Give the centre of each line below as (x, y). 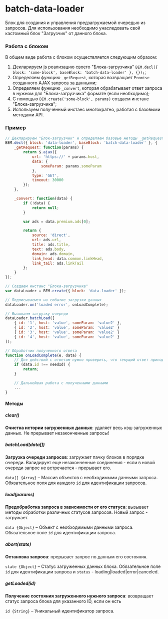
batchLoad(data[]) (25, 445)
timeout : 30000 (48, 180)
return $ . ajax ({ (40, 152)
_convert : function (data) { (43, 198)
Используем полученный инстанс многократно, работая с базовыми (86, 110)
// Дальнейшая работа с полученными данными (61, 383)
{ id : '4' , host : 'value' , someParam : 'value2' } (67, 337)
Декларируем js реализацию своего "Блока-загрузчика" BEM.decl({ (85, 67)
